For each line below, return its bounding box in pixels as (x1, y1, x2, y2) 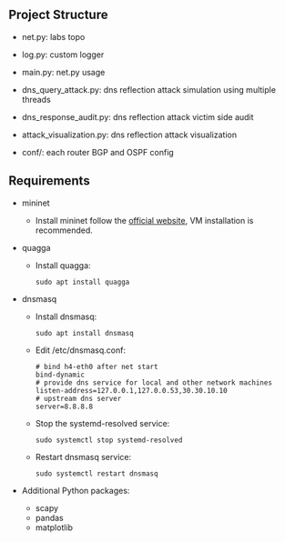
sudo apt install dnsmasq (35, 328, 134, 337)
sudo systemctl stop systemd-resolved (35, 436, 183, 445)
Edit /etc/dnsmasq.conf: (35, 345, 127, 356)
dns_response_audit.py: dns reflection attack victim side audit (21, 111, 254, 122)
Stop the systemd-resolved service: (35, 417, 170, 428)
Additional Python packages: (21, 485, 130, 496)
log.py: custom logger (21, 49, 105, 60)
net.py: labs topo (21, 31, 86, 42)
